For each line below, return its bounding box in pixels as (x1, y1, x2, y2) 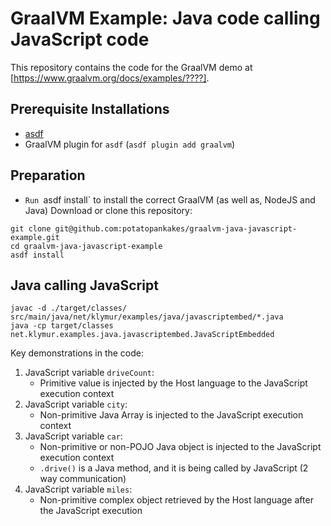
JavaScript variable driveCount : (24, 367, 155, 379)
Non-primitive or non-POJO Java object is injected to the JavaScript (39, 441, 322, 453)
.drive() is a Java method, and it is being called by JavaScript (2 (39, 462, 309, 474)
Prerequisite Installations (10, 101, 170, 118)
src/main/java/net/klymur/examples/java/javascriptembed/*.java (10, 312, 284, 322)
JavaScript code (10, 28, 150, 51)
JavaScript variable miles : (24, 483, 133, 496)
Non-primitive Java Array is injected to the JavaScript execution (39, 409, 304, 421)
